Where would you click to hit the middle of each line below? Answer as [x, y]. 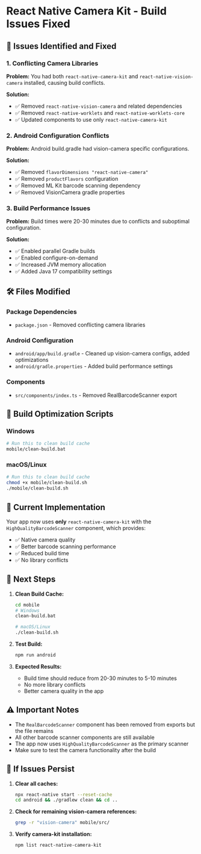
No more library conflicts [55, 684]
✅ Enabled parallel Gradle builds [55, 251]
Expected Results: [38, 666]
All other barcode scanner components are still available [85, 737]
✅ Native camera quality [45, 540]
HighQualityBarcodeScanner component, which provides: [76, 528]
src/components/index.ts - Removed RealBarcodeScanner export [96, 395]
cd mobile [27, 605]
